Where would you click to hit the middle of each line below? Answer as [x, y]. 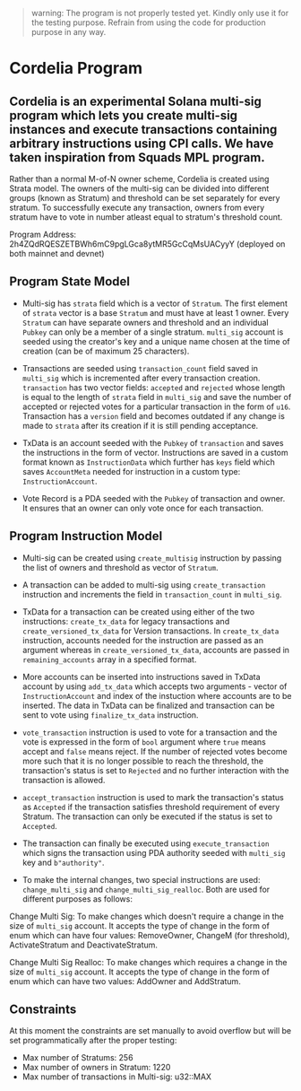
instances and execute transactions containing [143, 129]
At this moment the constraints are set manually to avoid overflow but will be [150, 1031]
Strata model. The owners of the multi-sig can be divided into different [139, 188]
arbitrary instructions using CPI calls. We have [142, 143]
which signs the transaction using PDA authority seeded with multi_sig [154, 852]
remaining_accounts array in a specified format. [109, 659]
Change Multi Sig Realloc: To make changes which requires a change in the [148, 962]
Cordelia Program [76, 69]
